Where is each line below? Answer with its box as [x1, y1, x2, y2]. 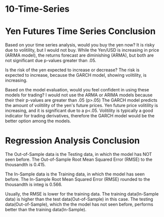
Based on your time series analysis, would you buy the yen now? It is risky [5, 42, 155, 48]
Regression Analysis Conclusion [5, 135, 140, 146]
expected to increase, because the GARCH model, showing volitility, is [5, 72, 147, 78]
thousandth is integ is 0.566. [5, 182, 63, 188]
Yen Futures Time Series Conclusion [5, 26, 156, 37]
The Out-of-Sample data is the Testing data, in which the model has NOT [5, 152, 152, 157]
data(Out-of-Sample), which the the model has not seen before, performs [5, 201, 153, 207]
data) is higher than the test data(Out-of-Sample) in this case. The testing [5, 196, 153, 202]
